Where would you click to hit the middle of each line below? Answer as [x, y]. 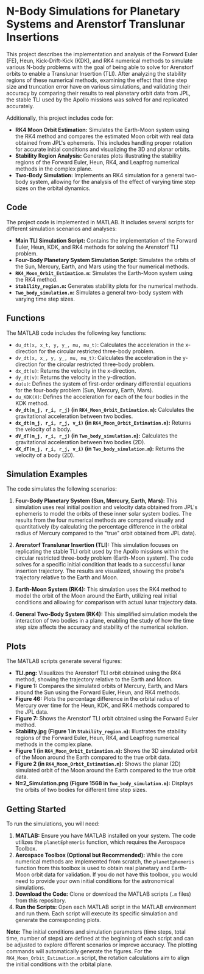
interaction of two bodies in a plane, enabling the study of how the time [104, 621]
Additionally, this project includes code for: [60, 118]
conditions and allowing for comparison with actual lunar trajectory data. [106, 602]
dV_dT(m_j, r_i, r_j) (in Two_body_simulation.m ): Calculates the [96, 436]
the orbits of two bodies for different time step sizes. [81, 790]
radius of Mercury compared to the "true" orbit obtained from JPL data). [106, 533]
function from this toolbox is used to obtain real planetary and [93, 868]
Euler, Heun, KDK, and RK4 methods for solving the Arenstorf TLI [97, 247]
